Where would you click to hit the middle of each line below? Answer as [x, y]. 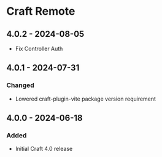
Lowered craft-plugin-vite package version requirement [86, 99]
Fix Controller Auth [39, 48]
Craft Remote [41, 11]
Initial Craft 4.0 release [44, 149]
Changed [21, 85]
